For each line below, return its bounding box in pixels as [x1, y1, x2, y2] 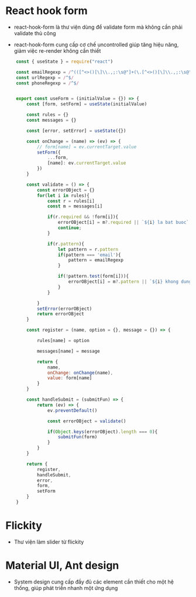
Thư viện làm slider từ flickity [13, 538, 84, 545]
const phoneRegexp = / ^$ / [16, 80, 80, 86]
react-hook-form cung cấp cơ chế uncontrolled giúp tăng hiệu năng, [13, 41, 179, 48]
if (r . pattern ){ [47, 241, 84, 247]
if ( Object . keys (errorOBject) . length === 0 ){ [47, 429, 158, 435]
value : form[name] [47, 375, 92, 381]
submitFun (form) [57, 434, 98, 440]
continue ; [57, 225, 82, 231]
